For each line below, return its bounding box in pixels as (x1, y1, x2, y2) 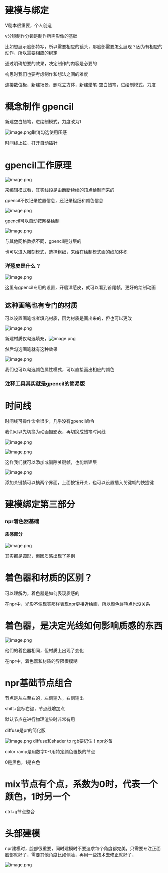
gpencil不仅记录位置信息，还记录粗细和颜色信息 (5, 197, 104, 203)
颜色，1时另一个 (5, 791, 71, 803)
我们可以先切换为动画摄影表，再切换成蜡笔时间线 (5, 428, 106, 434)
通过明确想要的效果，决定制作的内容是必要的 (5, 60, 97, 66)
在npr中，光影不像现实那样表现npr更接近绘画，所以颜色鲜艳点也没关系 (5, 601, 151, 607)
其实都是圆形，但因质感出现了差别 (5, 553, 75, 559)
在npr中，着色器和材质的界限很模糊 (5, 658, 78, 664)
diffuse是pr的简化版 (5, 727, 46, 733)
